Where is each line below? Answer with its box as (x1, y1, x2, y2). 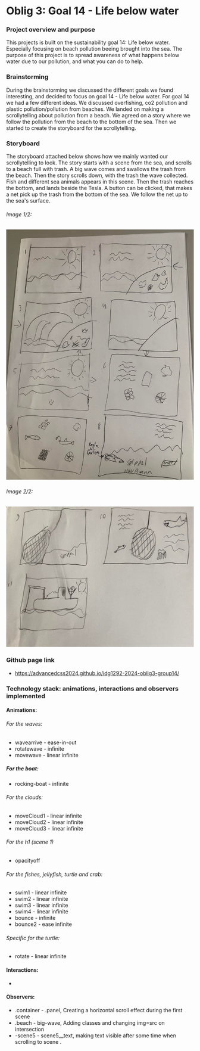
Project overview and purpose (6, 26, 95, 34)
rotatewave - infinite (14, 745, 64, 752)
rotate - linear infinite (14, 953, 67, 960)
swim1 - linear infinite (14, 889, 67, 896)
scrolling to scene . (14, 1038, 62, 1045)
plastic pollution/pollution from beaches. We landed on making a (6, 105, 164, 113)
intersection (14, 1025, 45, 1033)
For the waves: (6, 720, 43, 727)
